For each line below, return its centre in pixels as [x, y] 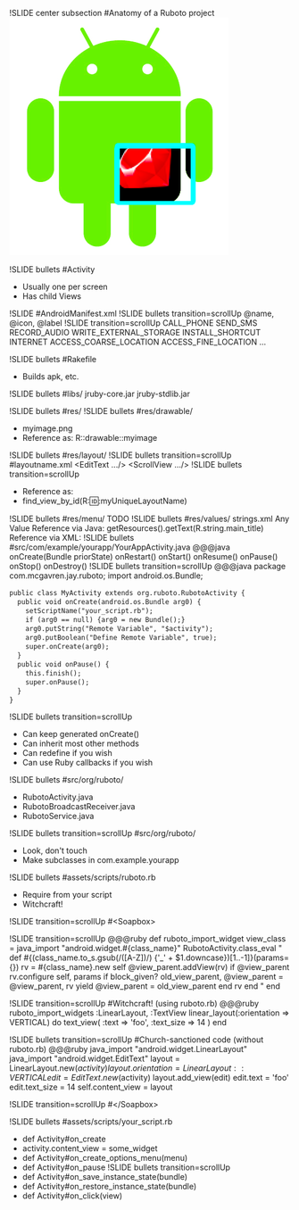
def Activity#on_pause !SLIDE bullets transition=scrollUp [126, 1167]
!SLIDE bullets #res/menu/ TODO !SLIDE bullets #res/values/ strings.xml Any [149, 518]
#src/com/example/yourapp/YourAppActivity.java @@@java [120, 547]
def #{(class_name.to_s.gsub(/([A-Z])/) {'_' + [91, 957]
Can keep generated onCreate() [81, 734]
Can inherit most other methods [81, 743]
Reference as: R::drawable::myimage [90, 438]
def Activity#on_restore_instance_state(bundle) [109, 1186]
